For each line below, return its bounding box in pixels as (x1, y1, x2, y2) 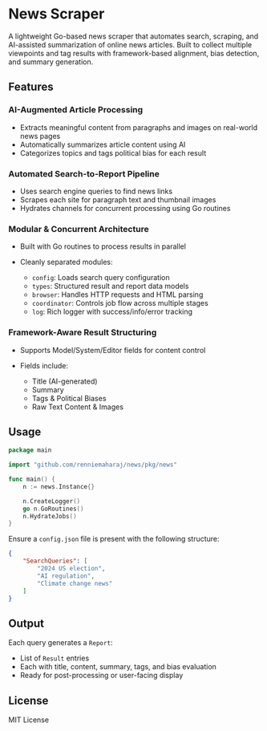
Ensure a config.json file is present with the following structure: (8, 534, 220, 544)
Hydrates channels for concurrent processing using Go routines (19, 203, 231, 213)
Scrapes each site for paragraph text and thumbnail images (19, 194, 216, 205)
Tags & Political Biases (31, 393, 107, 403)
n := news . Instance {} (22, 482, 95, 490)
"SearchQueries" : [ (22, 557, 88, 566)
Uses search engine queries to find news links (19, 186, 173, 196)
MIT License (8, 715, 50, 725)
